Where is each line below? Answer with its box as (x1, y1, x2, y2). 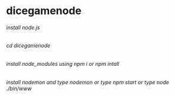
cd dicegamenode (6, 42, 51, 49)
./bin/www (6, 85, 32, 92)
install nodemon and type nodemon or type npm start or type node (6, 78, 170, 86)
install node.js (6, 24, 40, 31)
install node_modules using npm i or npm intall (6, 61, 119, 67)
